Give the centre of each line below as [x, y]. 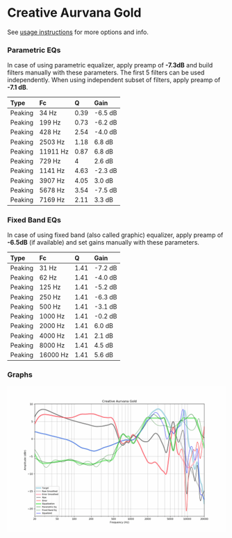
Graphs [20, 375]
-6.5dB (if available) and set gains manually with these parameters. [103, 243]
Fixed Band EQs [34, 220]
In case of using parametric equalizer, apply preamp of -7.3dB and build [110, 65]
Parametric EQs [34, 50]
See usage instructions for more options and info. [78, 32]
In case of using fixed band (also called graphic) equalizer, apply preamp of [115, 235]
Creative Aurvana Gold [74, 13]
